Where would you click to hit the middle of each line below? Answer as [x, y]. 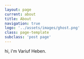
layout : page [18, 10]
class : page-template [27, 32]
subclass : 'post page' [28, 37]
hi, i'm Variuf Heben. [25, 51]
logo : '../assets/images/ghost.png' [42, 28]
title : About [18, 19]
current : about [20, 14]
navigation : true [22, 23]
